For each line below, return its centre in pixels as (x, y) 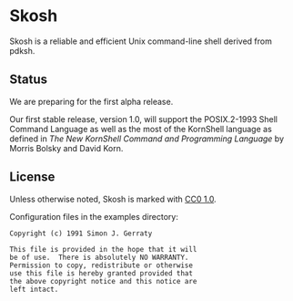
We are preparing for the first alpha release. (91, 101)
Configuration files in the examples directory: (94, 216)
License (32, 177)
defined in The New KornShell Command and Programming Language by (147, 139)
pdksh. (22, 50)
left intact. (34, 289)
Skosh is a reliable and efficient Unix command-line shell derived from (141, 41)
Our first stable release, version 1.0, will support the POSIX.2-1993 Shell (143, 119)
